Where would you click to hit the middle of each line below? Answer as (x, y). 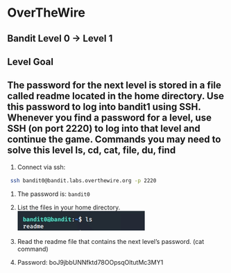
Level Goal (31, 61)
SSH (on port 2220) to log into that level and (104, 129)
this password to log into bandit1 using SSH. (104, 107)
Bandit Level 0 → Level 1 (60, 38)
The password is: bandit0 (53, 194)
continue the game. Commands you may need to (114, 140)
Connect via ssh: (41, 167)
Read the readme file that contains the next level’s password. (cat (111, 241)
